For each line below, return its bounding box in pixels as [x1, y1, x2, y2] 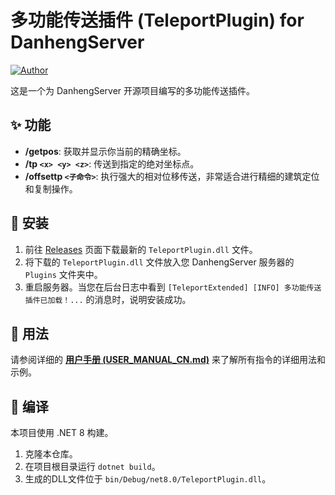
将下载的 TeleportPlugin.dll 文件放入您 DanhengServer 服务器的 [24, 256, 295, 268]
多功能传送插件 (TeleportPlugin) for [10, 9, 305, 32]
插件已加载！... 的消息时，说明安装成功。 [24, 293, 192, 305]
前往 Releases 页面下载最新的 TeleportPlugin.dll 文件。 [24, 243, 258, 255]
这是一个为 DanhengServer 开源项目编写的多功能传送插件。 [10, 84, 256, 96]
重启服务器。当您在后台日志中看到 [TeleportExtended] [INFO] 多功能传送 [24, 281, 322, 293]
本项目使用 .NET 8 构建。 [10, 427, 114, 439]
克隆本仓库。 [24, 448, 78, 460]
